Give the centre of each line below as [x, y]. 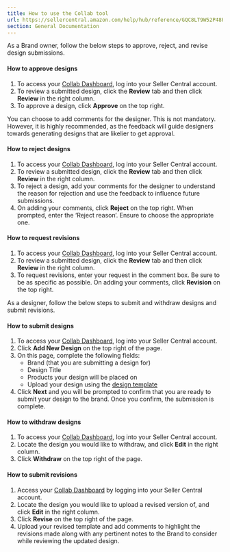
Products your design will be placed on [82, 378]
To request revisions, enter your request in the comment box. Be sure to [118, 275]
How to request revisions [43, 238]
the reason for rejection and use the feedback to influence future [108, 193]
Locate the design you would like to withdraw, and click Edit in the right [117, 445]
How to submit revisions [42, 474]
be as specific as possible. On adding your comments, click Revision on [119, 282]
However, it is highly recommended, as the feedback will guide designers [110, 126]
